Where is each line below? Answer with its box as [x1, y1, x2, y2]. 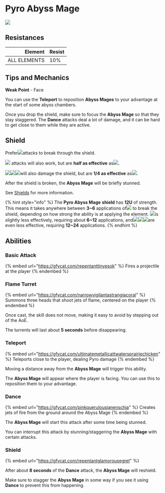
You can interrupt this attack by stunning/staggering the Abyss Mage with [5, 428, 158, 435]
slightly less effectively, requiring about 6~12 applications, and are [5, 217, 155, 223]
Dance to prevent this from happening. [5, 483, 84, 489]
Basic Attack [5, 251, 36, 258]
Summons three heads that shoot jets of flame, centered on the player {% [5, 297, 156, 303]
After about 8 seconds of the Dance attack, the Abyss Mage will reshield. [5, 468, 157, 474]
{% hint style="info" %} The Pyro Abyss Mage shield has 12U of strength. [5, 199, 158, 205]
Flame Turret [5, 280, 37, 287]
